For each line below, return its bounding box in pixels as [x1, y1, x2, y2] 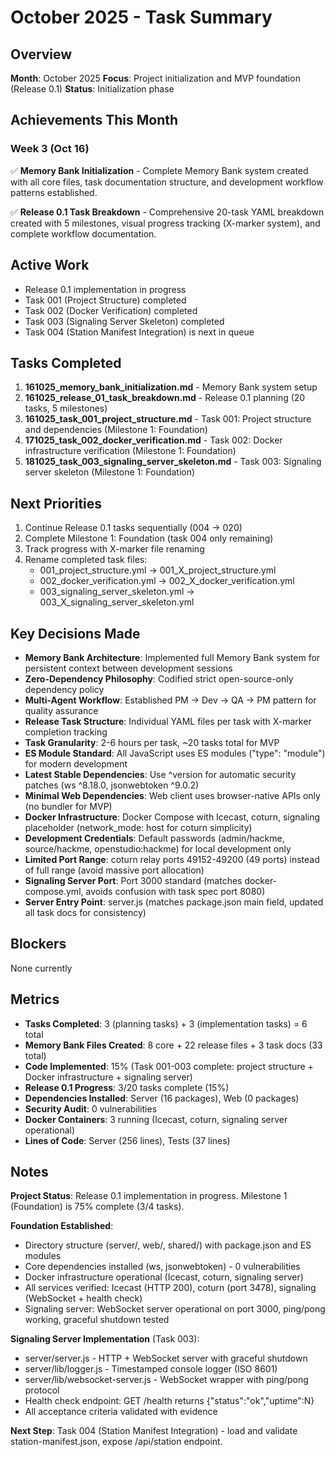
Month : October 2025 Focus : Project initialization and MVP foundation [10, 72, 301, 84]
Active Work [10, 257, 90, 274]
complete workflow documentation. [10, 227, 157, 240]
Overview [10, 46, 73, 63]
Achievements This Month [10, 112, 179, 129]
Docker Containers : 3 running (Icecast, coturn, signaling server [24, 1113, 288, 1125]
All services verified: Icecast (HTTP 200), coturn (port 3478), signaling [24, 1282, 317, 1294]
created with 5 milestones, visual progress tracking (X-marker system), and [10, 217, 321, 229]
